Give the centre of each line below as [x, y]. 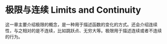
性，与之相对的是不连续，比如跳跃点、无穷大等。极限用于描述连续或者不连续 [83, 30]
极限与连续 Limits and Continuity [73, 10]
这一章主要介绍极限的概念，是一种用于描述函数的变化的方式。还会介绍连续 [81, 24]
